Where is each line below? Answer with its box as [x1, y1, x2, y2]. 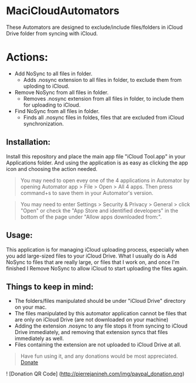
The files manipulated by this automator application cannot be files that [14, 310, 187, 317]
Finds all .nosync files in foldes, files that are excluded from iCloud [23, 114, 184, 121]
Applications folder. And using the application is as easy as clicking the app [6, 159, 188, 166]
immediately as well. [14, 335, 64, 342]
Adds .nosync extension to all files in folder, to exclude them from [23, 76, 182, 83]
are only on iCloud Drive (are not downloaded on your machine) [14, 316, 169, 323]
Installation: [6, 137, 51, 147]
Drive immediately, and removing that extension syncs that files [14, 329, 168, 336]
